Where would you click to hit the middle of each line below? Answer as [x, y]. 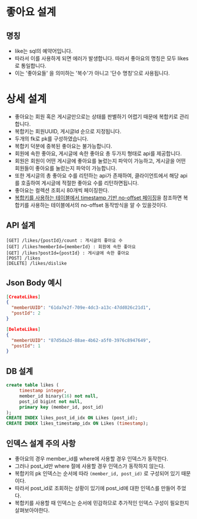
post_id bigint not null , [51, 402]
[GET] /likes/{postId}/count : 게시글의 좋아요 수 [64, 240]
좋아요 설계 [31, 12]
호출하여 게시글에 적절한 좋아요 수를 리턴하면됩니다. [80, 183]
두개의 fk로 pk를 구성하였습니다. [51, 139]
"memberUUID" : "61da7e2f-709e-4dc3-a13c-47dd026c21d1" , [81, 308]
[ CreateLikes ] [24, 297]
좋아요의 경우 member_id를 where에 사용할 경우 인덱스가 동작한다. [91, 458]
